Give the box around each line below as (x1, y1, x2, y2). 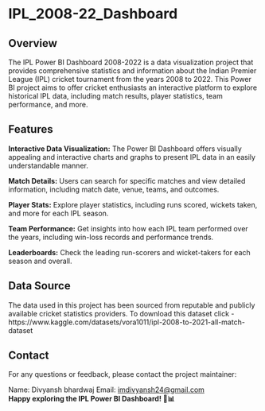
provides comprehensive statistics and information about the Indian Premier (8, 66, 257, 76)
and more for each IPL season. (8, 208, 109, 218)
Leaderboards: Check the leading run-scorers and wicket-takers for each (8, 247, 251, 257)
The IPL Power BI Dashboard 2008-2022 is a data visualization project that (8, 57, 254, 67)
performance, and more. (8, 100, 88, 109)
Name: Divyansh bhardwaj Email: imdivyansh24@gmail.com (8, 385, 205, 394)
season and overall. (8, 256, 73, 266)
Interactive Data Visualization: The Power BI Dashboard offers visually (8, 144, 243, 153)
